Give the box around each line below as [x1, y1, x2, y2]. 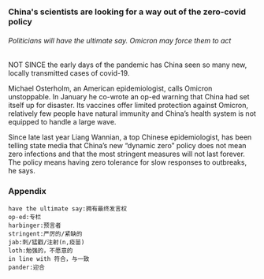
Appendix [8, 186, 47, 197]
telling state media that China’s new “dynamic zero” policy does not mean [8, 141, 247, 151]
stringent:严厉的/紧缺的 [8, 230, 83, 238]
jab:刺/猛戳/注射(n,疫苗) [8, 239, 85, 247]
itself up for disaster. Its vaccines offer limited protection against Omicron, [8, 101, 249, 110]
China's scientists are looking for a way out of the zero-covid [8, 6, 247, 17]
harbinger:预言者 [8, 221, 61, 230]
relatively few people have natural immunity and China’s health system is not [8, 109, 256, 118]
